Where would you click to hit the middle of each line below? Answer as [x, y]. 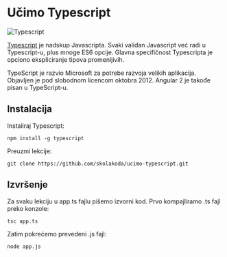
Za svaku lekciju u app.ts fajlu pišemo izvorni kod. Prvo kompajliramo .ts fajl [114, 201]
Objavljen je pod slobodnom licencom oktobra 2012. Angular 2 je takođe [109, 80]
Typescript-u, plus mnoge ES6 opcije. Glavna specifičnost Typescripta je [110, 52]
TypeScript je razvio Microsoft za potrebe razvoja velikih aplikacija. [102, 73]
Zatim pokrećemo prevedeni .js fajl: [57, 234]
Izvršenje [27, 185]
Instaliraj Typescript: [36, 126]
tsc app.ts [23, 221]
